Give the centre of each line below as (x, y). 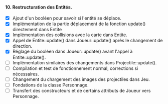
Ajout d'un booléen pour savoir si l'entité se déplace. (67, 18)
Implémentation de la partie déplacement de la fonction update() (79, 24)
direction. (22, 46)
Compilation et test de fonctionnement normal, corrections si (75, 68)
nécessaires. (26, 74)
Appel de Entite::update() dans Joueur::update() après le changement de (88, 41)
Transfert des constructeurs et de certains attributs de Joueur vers (81, 90)
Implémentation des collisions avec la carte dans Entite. (70, 35)
